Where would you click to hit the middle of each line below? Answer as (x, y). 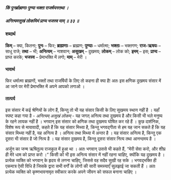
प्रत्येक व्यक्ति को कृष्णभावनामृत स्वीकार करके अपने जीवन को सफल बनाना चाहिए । (71, 172)
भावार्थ (10, 69)
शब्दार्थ (10, 34)
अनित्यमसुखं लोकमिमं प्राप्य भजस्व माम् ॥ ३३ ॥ (42, 20)
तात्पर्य (10, 98)
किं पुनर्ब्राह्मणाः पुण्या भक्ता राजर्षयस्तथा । (37, 8)
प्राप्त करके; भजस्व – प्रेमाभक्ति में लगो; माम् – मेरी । (46, 57)
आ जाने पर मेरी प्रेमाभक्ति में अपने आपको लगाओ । (45, 87)
